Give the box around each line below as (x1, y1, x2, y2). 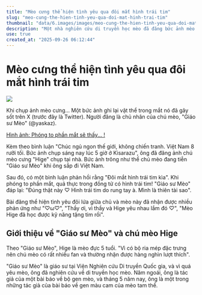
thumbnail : (6, 20, 34, 26)
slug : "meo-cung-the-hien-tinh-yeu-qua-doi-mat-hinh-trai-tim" (6, 14, 168, 20)
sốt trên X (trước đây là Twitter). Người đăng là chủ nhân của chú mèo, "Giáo (6, 113, 196, 120)
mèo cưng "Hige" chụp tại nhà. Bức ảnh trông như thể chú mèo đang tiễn (6, 155, 188, 163)
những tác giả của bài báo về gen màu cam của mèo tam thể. (6, 281, 158, 289)
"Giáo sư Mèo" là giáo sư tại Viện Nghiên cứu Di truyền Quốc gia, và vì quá (6, 262, 191, 270)
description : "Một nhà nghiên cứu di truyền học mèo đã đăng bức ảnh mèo (6, 25, 195, 32)
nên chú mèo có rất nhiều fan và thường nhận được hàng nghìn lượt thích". (6, 250, 191, 258)
